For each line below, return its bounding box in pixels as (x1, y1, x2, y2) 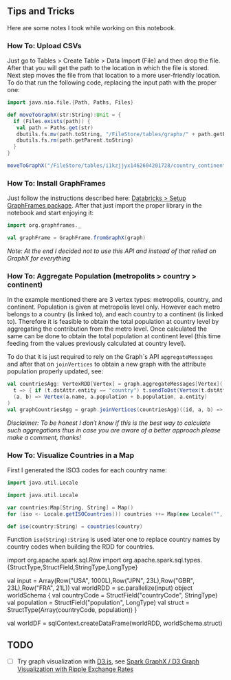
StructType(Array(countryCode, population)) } (7, 606, 137, 614)
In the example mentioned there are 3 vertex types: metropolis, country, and (7, 296, 223, 304)
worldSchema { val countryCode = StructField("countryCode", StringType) (7, 591, 218, 600)
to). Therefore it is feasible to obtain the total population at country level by (7, 318, 219, 326)
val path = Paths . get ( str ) (16, 124, 94, 131)
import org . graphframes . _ (7, 222, 81, 229)
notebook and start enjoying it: (7, 209, 94, 217)
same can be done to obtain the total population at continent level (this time (7, 332, 221, 340)
